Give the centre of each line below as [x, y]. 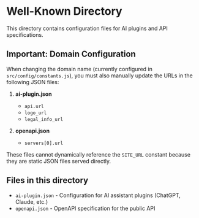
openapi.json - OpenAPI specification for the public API [85, 208]
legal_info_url [43, 119]
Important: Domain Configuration [71, 54]
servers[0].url [43, 143]
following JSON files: [33, 82]
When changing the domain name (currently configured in [80, 69]
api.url [34, 106]
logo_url [36, 113]
